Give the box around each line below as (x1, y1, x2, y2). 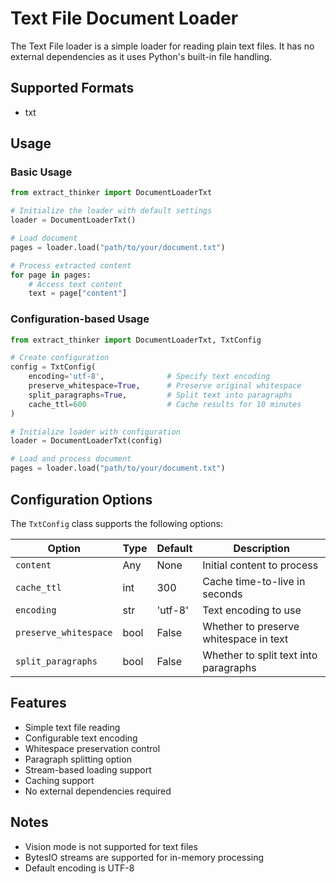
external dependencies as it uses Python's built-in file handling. (10, 50, 273, 62)
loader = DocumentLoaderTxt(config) (10, 436, 163, 446)
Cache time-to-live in (202, 574, 306, 588)
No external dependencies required (24, 785, 172, 797)
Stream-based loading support (24, 763, 152, 776)
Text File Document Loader (10, 7, 239, 30)
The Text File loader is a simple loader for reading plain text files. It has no (10, 40, 315, 52)
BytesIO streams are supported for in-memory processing (24, 851, 265, 863)
